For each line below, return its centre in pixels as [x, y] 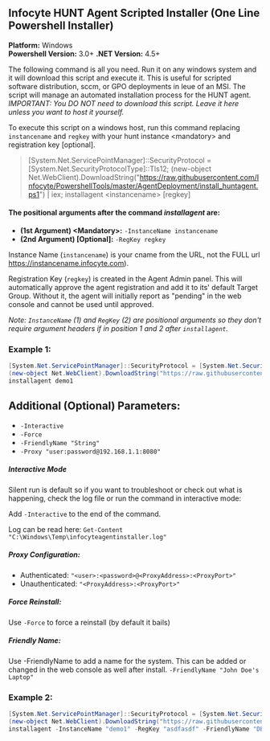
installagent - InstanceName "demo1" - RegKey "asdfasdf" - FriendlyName [129, 729]
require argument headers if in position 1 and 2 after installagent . [119, 329]
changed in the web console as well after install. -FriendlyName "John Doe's [134, 669]
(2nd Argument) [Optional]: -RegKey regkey [93, 239]
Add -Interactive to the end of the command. [85, 514]
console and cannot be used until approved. [81, 305]
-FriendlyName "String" [60, 443]
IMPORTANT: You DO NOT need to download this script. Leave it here [124, 103]
